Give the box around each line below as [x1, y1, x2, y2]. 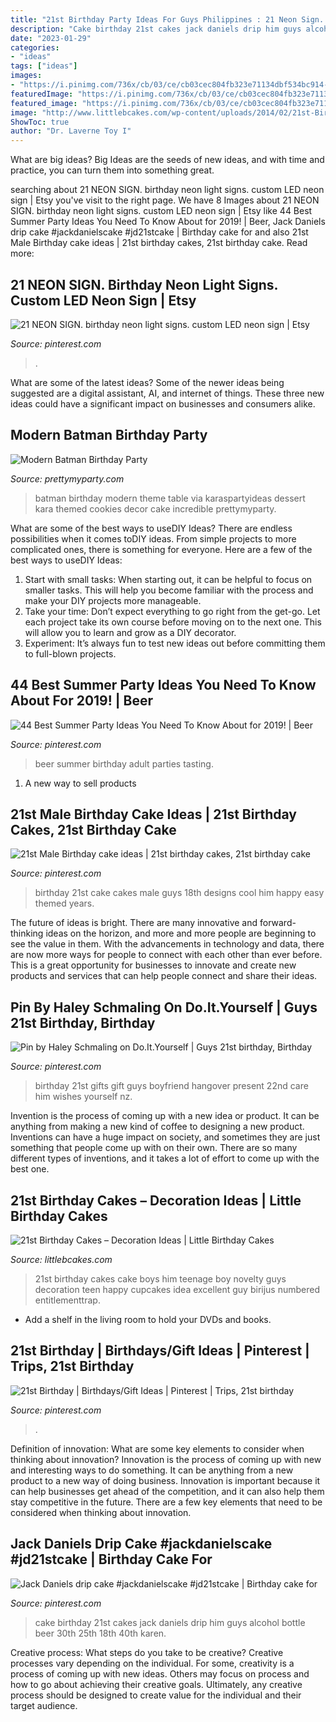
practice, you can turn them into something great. [10, 164, 215, 176]
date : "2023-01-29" [10, 33, 92, 43]
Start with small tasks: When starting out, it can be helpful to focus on [24, 573, 313, 585]
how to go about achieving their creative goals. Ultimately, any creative [10, 1678, 303, 1690]
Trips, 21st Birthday [10, 1358, 135, 1375]
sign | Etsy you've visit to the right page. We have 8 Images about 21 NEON [10, 194, 320, 206]
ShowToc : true [10, 117, 70, 127]
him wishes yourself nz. [34, 1091, 133, 1103]
